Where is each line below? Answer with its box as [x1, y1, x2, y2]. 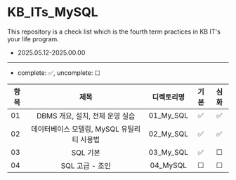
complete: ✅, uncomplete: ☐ [17, 68, 100, 77]
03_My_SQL [148, 147, 188, 157]
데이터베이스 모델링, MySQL [31, 124, 119, 134]
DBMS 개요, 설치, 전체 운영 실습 [36, 111, 136, 120]
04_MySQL [150, 160, 188, 170]
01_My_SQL [148, 110, 188, 120]
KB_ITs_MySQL [7, 4, 98, 20]
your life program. [7, 34, 60, 43]
